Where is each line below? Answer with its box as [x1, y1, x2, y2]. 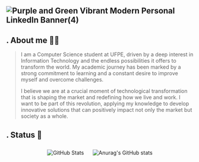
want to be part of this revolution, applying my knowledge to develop [20, 100, 189, 107]
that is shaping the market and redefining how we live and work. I [20, 94, 181, 101]
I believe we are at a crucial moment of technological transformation [20, 88, 188, 95]
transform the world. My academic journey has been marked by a [20, 63, 181, 71]
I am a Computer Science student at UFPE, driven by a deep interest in [20, 51, 194, 58]
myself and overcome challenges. [20, 76, 104, 83]
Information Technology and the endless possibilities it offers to [20, 57, 176, 64]
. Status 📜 [6, 129, 43, 140]
